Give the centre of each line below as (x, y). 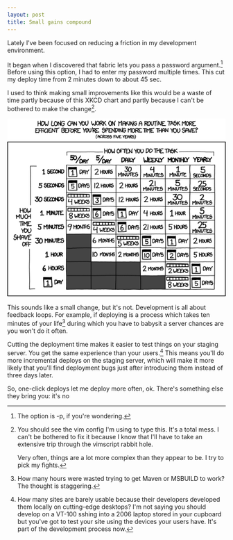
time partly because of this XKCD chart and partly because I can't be (106, 100)
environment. (26, 50)
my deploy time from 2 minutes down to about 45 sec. (84, 79)
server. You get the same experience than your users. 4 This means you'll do (116, 352)
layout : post (26, 15)
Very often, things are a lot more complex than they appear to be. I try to (120, 457)
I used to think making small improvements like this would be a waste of (110, 93)
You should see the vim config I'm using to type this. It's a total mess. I (118, 429)
